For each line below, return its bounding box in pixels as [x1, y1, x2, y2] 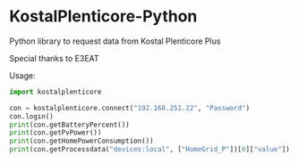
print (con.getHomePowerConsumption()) [9, 136, 154, 146]
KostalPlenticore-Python [9, 6, 198, 27]
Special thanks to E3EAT [9, 53, 100, 63]
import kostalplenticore [9, 87, 102, 96]
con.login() [9, 111, 54, 121]
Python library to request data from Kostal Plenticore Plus [9, 36, 221, 46]
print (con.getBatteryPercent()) [9, 120, 130, 129]
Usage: [9, 69, 36, 81]
